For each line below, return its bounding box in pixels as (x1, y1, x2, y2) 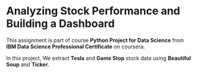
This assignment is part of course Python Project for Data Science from (6, 36, 184, 44)
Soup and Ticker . (6, 61, 50, 68)
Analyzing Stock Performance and (6, 4, 180, 18)
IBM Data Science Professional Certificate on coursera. (6, 43, 145, 50)
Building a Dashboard (6, 17, 115, 30)
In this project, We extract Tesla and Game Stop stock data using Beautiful (6, 54, 191, 61)
